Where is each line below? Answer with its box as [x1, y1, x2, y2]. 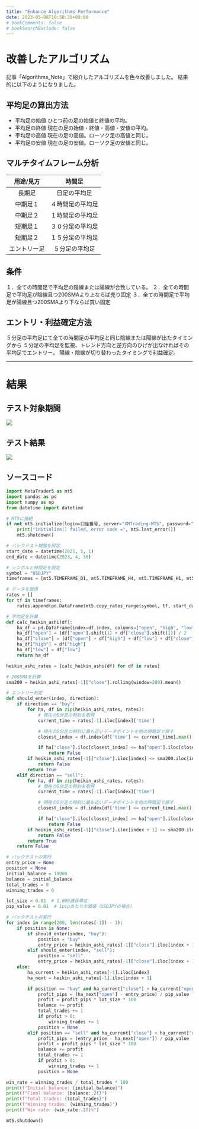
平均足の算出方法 [6, 100, 69, 110]
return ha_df [17, 652, 49, 658]
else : [17, 964, 31, 970]
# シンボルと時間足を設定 [6, 564, 60, 570]
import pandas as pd [6, 494, 57, 500]
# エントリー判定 [6, 690, 43, 696]
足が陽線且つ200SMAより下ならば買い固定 [6, 298, 111, 305]
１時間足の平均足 [50, 211, 99, 219]
